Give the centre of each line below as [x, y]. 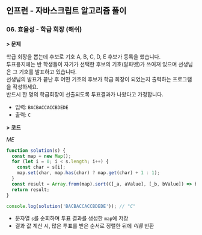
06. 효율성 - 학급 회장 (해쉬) [44, 30]
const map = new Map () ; [41, 156]
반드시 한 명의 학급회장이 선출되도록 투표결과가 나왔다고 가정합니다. [85, 94]
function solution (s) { [36, 150]
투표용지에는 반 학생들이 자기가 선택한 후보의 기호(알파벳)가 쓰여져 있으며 [92, 64]
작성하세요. [26, 87]
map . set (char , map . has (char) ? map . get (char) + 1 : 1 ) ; [89, 173]
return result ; [31, 190]
